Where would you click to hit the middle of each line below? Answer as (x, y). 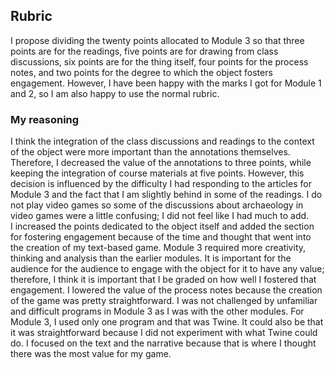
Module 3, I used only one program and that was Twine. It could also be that (167, 322)
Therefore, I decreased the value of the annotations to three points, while (161, 163)
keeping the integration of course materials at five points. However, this (157, 173)
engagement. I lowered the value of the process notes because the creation (166, 290)
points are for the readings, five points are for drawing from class (144, 51)
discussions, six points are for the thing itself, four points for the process (159, 61)
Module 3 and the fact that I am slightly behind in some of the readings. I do (166, 195)
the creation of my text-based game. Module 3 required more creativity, (158, 248)
